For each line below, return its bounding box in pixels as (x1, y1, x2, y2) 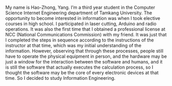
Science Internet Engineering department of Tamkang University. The (5, 10, 152, 16)
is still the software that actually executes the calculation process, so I (5, 64, 154, 70)
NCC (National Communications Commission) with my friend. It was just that (5, 32, 167, 37)
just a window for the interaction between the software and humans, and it (5, 59, 163, 64)
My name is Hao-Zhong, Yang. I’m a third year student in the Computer (5, 5, 156, 10)
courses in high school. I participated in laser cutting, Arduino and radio (5, 20, 157, 27)
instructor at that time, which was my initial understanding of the (5, 42, 142, 48)
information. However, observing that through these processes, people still (5, 48, 163, 54)
